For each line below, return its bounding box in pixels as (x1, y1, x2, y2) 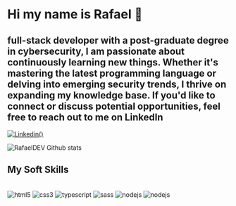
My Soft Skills (7, 164, 69, 176)
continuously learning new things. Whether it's (7, 56, 218, 68)
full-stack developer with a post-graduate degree (7, 34, 229, 46)
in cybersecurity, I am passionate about (7, 45, 185, 57)
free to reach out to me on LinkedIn (7, 111, 163, 123)
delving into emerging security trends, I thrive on (7, 78, 227, 90)
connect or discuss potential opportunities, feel (7, 100, 221, 112)
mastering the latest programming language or (7, 67, 217, 79)
